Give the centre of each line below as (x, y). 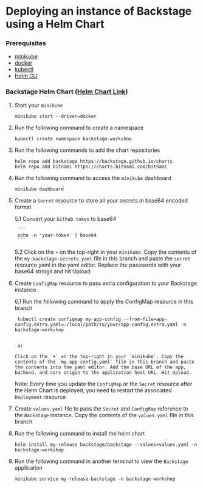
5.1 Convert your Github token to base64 (65, 218)
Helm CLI (26, 76)
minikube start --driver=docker (55, 116)
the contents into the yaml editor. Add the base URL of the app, (100, 367)
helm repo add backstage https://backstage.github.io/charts (94, 161)
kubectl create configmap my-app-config (69, 319)
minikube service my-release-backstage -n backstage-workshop (95, 479)
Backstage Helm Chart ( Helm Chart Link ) (67, 91)
